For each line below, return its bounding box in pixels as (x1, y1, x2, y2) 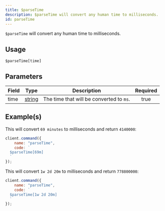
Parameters (5, 72, 43, 81)
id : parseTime (5, 17, 35, 22)
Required (135, 87, 157, 94)
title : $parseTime (5, 7, 44, 13)
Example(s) (5, 113, 42, 121)
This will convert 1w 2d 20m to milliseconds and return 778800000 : (5, 168, 139, 174)
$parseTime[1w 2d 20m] (10, 192, 57, 197)
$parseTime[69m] (10, 150, 44, 155)
